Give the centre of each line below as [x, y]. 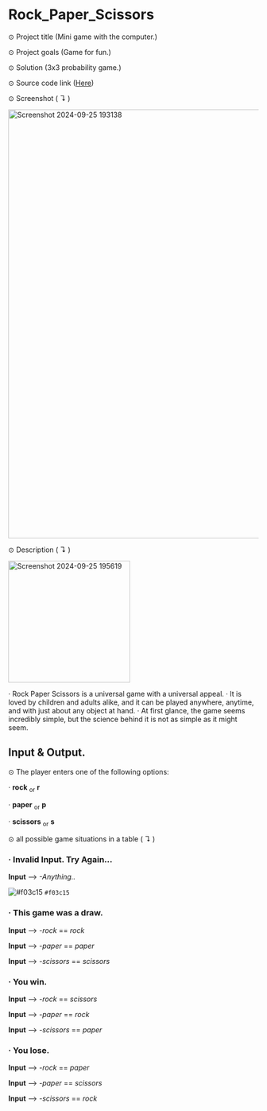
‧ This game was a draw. [56, 913]
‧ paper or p [27, 805]
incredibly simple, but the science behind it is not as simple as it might [123, 719]
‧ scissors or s [31, 823]
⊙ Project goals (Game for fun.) [60, 52]
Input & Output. [47, 753]
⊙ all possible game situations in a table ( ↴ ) [82, 839]
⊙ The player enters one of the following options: [89, 771]
